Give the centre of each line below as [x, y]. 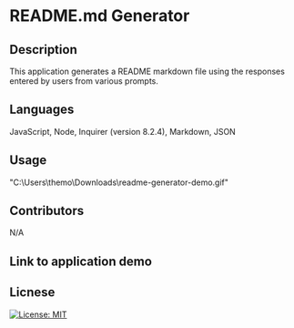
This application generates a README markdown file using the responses [147, 71]
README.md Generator [100, 16]
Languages [42, 110]
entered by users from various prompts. [84, 81]
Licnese [32, 292]
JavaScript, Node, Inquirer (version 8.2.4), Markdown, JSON [123, 131]
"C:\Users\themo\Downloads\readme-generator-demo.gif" [119, 182]
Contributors [47, 211]
